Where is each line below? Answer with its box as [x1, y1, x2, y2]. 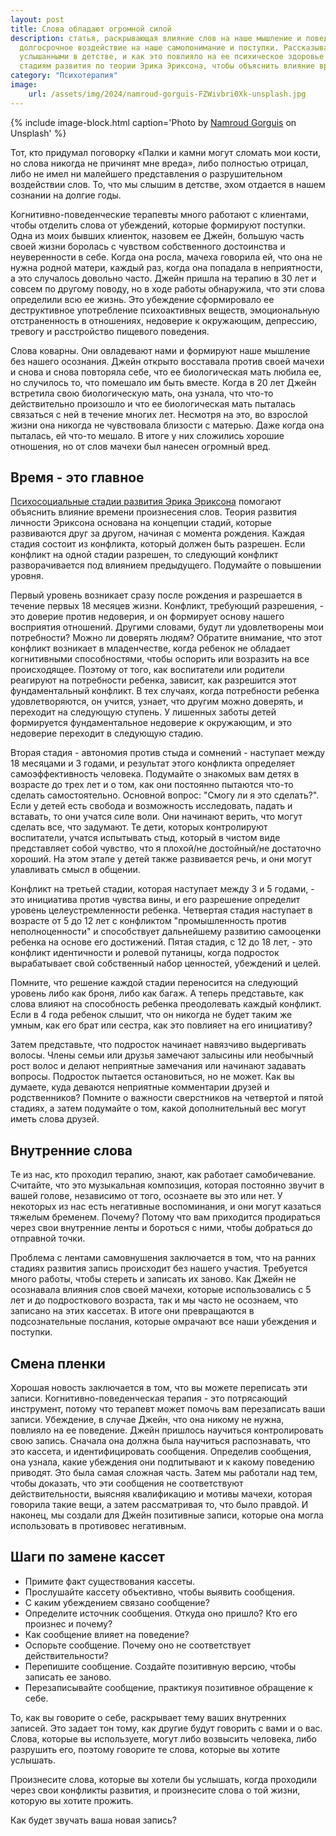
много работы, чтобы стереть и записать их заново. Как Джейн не [10, 1273, 297, 1285]
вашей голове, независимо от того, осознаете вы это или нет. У [10, 1190, 283, 1202]
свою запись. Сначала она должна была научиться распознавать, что [10, 1435, 312, 1447]
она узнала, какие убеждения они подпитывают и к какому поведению [10, 1456, 315, 1468]
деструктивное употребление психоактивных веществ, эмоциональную [10, 304, 320, 316]
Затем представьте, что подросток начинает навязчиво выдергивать [10, 1039, 307, 1051]
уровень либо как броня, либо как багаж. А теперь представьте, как [10, 987, 304, 1000]
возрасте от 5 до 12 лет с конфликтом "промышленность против [10, 915, 287, 927]
